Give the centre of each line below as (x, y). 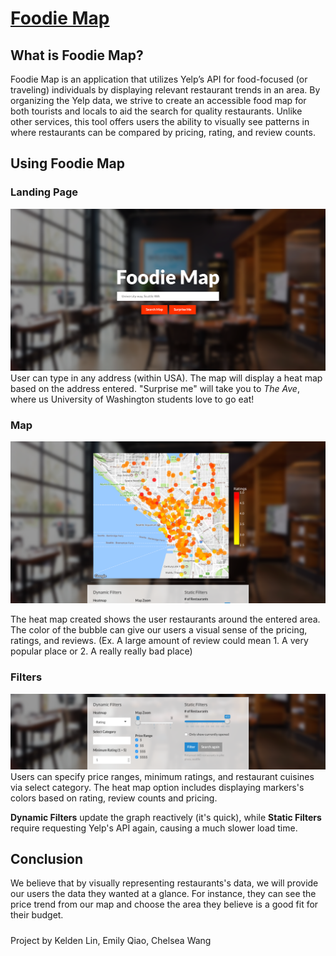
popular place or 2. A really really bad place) (101, 651)
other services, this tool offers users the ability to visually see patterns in (160, 121)
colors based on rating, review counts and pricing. (114, 798)
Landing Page (44, 192)
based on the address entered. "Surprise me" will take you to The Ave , (155, 389)
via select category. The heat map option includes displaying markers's (157, 787)
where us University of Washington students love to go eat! (132, 399)
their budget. (37, 915)
